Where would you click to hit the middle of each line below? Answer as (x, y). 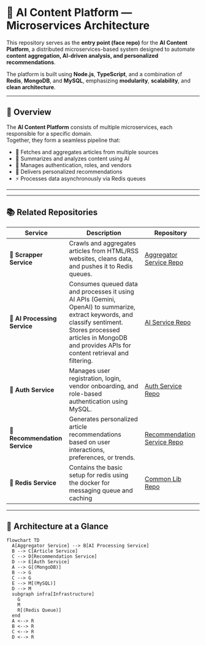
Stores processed (94, 330)
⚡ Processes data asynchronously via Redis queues (80, 178)
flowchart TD (23, 541)
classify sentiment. (96, 322)
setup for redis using (99, 475)
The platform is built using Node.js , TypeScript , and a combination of (94, 74)
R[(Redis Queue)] (40, 611)
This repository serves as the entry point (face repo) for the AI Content (97, 42)
